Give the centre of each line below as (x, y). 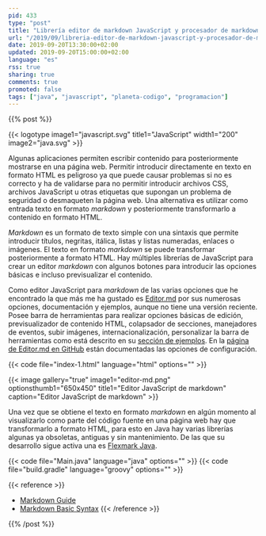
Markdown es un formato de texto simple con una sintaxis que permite (123, 233)
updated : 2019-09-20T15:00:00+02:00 (68, 52)
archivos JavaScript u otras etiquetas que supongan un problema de (120, 192)
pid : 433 (23, 15)
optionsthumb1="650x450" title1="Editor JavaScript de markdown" (118, 389)
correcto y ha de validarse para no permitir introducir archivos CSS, (118, 184)
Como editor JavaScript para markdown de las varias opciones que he (123, 290)
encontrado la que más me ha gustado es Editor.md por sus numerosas (125, 299)
